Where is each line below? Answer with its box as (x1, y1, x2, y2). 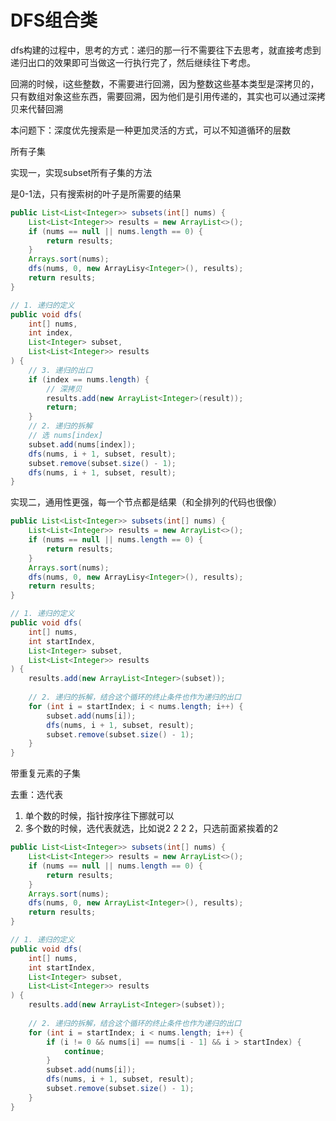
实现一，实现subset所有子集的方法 (10, 166, 153, 178)
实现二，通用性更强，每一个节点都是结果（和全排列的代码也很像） (10, 496, 282, 508)
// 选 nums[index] (28, 431, 103, 441)
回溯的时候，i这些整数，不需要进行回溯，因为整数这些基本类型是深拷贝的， (10, 77, 320, 90)
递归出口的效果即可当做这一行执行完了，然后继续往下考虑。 (10, 56, 256, 68)
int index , (28, 328, 74, 338)
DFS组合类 (10, 9, 98, 32)
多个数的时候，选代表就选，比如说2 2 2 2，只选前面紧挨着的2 (24, 822, 279, 835)
